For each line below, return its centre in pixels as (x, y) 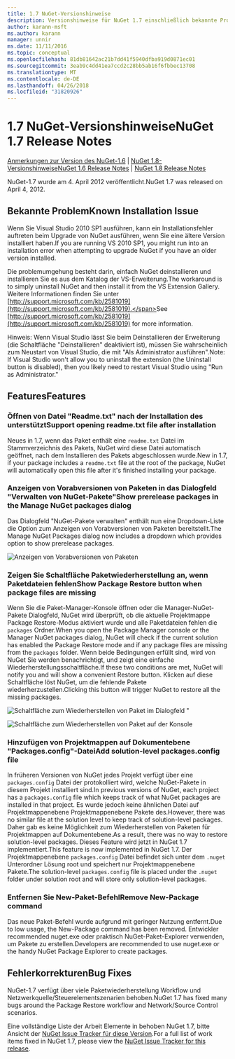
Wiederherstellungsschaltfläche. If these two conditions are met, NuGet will (115, 667)
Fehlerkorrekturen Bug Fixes (70, 973)
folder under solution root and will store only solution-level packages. (107, 879)
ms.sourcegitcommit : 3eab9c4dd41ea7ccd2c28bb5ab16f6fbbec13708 (101, 66)
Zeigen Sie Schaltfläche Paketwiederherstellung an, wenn (108, 575)
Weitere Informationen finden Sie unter (63, 293)
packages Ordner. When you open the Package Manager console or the (108, 630)
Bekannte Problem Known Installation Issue (103, 211)
